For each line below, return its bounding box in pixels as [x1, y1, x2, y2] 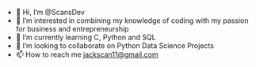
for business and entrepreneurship [15, 24, 129, 33]
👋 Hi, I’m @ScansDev [15, 8, 86, 17]
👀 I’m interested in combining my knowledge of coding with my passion [15, 16, 249, 25]
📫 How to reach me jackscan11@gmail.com [15, 50, 159, 59]
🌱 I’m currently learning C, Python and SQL [15, 32, 156, 42]
